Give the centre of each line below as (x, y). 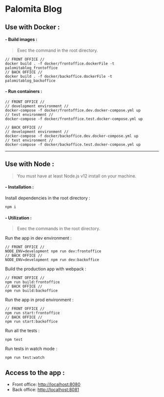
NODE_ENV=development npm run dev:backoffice (52, 260)
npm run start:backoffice (31, 322)
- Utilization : (18, 218)
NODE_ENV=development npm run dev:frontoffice (53, 251)
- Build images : (21, 40)
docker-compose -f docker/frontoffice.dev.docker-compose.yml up (73, 110)
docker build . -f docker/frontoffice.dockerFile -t (60, 64)
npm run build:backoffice (31, 291)
